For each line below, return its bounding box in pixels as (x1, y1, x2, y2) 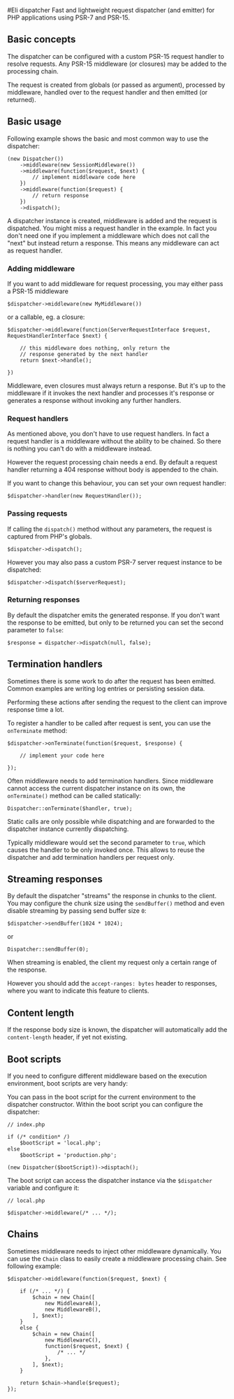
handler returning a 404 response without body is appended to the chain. (7, 465, 219, 474)
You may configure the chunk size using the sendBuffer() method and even (7, 899, 225, 908)
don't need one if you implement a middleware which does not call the (7, 231, 210, 240)
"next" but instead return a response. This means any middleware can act (7, 239, 220, 247)
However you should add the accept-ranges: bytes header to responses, (7, 979, 218, 988)
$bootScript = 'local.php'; (20, 1139, 101, 1146)
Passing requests (7, 509, 68, 518)
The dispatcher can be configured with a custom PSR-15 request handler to (7, 52, 225, 60)
